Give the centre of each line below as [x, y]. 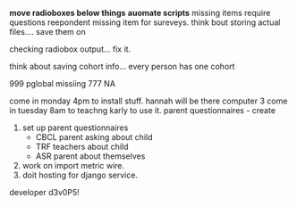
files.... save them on [48, 32]
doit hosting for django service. [80, 175]
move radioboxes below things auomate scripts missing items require [140, 13]
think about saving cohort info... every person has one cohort [122, 66]
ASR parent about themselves [90, 156]
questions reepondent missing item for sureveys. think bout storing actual [145, 22]
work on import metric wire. [73, 165]
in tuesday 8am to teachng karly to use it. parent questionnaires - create [142, 110]
